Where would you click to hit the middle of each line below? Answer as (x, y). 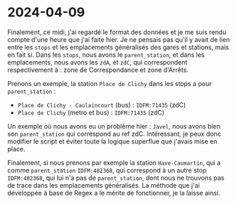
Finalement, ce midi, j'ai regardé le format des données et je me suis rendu (117, 32)
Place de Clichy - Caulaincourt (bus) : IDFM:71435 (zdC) (102, 104)
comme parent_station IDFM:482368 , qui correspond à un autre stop (107, 170)
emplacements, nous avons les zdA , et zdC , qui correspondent (98, 62)
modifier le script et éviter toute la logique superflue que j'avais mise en (112, 141)
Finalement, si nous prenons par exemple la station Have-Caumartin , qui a (114, 162)
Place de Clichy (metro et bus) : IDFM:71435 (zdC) (91, 112)
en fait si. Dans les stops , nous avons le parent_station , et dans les (106, 55)
